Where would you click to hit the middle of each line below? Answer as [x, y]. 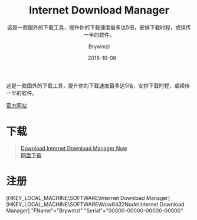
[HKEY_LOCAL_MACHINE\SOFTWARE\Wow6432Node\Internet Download [95, 204]
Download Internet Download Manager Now [74, 148]
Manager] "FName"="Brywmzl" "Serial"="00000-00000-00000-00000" [95, 211]
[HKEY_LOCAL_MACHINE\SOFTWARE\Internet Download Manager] [88, 198]
